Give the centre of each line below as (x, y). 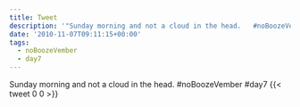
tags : (19, 42)
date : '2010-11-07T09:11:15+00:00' (75, 34)
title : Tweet (33, 17)
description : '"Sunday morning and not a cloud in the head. (125, 26)
